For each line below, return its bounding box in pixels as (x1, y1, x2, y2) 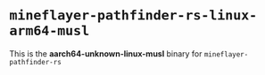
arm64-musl (9, 23, 90, 40)
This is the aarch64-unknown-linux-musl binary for (9, 48, 203, 59)
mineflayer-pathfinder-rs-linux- (9, 7, 258, 24)
